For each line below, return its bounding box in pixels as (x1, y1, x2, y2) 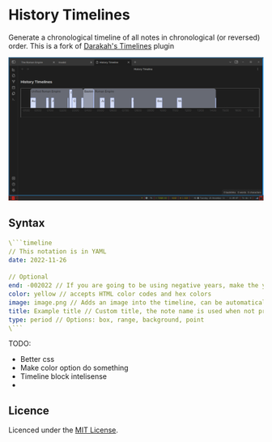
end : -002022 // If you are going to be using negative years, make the (8, 282, 259, 290)
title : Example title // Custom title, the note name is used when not (8, 307, 255, 315)
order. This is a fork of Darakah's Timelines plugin (8, 40, 175, 50)
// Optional (8, 273, 49, 281)
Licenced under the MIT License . (8, 425, 119, 435)
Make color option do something (19, 363, 129, 373)
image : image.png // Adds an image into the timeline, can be (8, 298, 223, 307)
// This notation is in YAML (8, 247, 107, 256)
